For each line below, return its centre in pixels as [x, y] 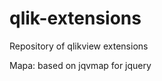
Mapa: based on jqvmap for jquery [80, 65]
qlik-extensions [75, 18]
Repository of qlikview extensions [79, 46]
